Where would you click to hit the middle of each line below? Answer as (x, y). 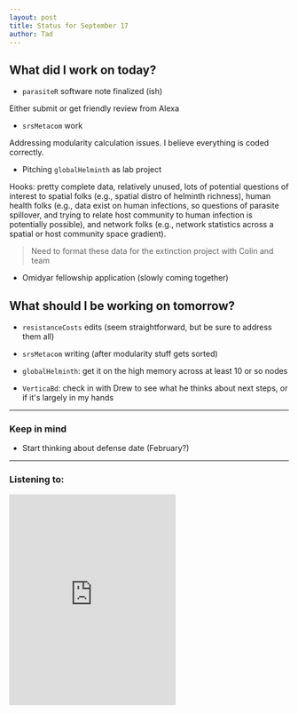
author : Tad (31, 34)
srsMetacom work (52, 126)
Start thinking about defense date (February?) (106, 448)
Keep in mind (38, 429)
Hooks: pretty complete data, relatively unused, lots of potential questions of (149, 186)
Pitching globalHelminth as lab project (92, 170)
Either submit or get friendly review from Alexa (94, 108)
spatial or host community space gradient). (88, 234)
